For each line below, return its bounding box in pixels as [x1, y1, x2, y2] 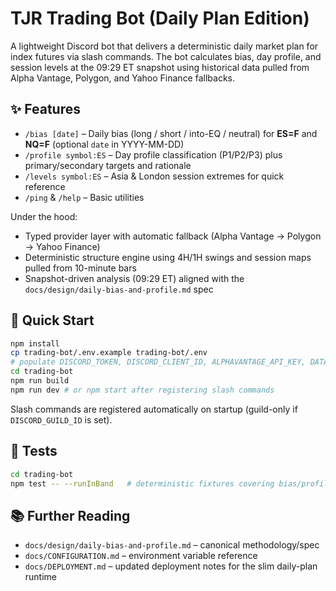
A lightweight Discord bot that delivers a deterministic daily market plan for [10, 40, 319, 52]
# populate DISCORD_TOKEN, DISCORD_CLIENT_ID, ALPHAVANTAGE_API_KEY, [10, 357, 307, 367]
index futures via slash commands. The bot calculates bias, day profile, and [10, 50, 322, 62]
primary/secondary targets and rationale [24, 159, 192, 171]
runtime [24, 571, 58, 583]
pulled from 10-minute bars [24, 262, 137, 274]
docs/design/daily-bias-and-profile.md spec [24, 283, 214, 295]
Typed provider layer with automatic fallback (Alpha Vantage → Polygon [24, 230, 322, 242]
